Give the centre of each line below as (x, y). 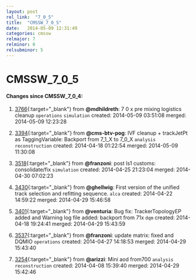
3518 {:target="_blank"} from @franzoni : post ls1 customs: (85, 164)
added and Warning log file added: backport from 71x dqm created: (95, 218)
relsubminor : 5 (25, 50)
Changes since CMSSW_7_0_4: (45, 96)
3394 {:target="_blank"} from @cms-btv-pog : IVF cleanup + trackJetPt (101, 133)
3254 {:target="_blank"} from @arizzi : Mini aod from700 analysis (94, 259)
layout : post (22, 12)
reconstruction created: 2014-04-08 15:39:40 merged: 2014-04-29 (97, 266)
